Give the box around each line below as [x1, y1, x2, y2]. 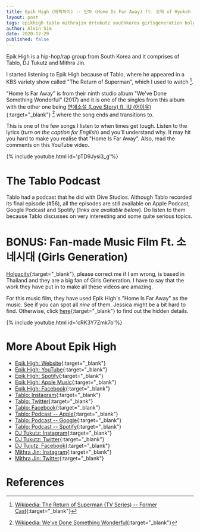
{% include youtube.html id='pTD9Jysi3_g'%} [6, 153, 118, 160]
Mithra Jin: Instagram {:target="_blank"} [14, 448, 112, 456]
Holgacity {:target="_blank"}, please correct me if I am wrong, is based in [6, 270, 185, 278]
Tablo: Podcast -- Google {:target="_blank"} [14, 417, 122, 424]
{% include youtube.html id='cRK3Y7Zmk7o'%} [6, 319, 123, 326]
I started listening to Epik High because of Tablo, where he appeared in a [6, 71, 185, 78]
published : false [6, 36, 49, 42]
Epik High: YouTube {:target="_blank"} [14, 366, 108, 373]
